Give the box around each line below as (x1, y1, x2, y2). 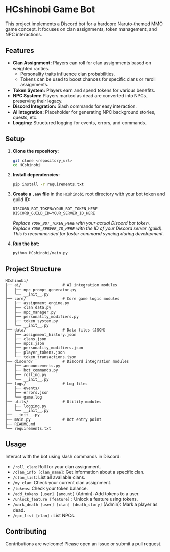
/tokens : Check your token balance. (12, 485, 88, 491)
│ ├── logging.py (5, 403, 47, 409)
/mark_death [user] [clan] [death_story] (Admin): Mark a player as (12, 501, 158, 507)
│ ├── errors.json (5, 390, 50, 395)
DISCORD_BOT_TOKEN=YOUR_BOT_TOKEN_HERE (12, 206, 98, 212)
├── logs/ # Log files (5, 381, 88, 386)
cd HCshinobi (12, 163, 41, 168)
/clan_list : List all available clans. (12, 474, 86, 480)
